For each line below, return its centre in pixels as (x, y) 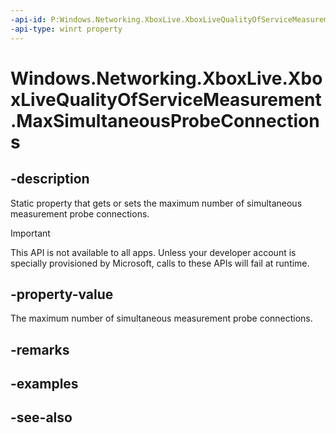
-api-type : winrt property (66, 29)
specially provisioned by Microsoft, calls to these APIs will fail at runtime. (160, 263)
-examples (44, 384)
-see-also (41, 417)
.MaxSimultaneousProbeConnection (165, 120)
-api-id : (28, 19)
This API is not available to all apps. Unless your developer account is (153, 252)
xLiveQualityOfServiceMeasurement (166, 99)
